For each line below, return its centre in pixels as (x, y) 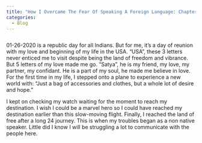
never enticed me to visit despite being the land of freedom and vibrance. (97, 58)
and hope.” (20, 90)
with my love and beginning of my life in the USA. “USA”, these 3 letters (94, 52)
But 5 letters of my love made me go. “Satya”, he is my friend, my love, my (98, 64)
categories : (21, 17)
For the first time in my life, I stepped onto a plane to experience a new (94, 77)
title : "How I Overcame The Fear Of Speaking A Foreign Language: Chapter (102, 12)
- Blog (20, 23)
